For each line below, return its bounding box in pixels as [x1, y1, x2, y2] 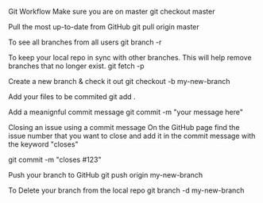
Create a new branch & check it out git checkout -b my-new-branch [8, 77, 230, 86]
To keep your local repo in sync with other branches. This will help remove [8, 53, 252, 62]
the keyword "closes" [8, 140, 79, 149]
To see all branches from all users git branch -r [8, 37, 162, 47]
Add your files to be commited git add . [8, 92, 137, 101]
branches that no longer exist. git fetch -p [8, 61, 145, 71]
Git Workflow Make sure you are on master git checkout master [8, 7, 215, 16]
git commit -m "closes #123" [8, 155, 102, 164]
